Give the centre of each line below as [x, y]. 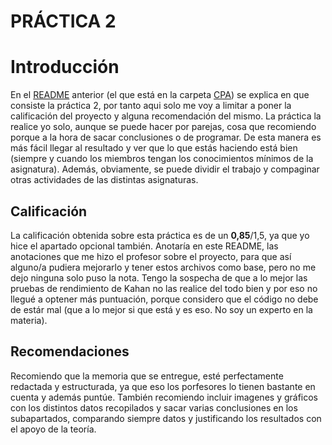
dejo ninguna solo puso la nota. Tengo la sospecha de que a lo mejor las [159, 277]
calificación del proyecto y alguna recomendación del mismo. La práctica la [166, 116]
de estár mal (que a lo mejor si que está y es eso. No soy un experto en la [161, 309]
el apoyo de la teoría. [53, 429]
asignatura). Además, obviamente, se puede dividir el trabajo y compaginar [165, 169]
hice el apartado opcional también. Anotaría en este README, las [144, 246]
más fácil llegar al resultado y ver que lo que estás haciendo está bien [154, 148]
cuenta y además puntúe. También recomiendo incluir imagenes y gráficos [164, 397]
